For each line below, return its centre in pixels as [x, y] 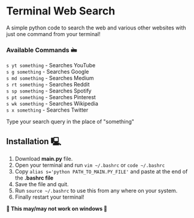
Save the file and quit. [42, 184]
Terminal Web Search [61, 11]
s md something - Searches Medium [50, 78]
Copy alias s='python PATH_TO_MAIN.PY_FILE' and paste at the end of [101, 172]
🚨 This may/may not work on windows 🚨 [57, 209]
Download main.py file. [44, 159]
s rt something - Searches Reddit [48, 85]
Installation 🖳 [34, 141]
